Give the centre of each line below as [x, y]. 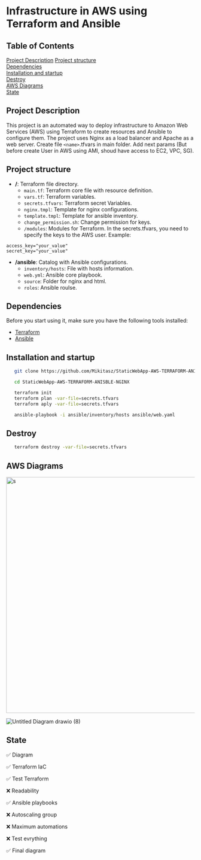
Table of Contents [40, 46]
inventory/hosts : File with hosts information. [79, 268]
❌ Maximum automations [37, 826]
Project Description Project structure [51, 60]
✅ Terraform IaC [26, 767]
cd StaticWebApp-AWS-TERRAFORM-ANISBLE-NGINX [72, 382]
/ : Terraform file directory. [47, 184]
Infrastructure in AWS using [77, 11]
